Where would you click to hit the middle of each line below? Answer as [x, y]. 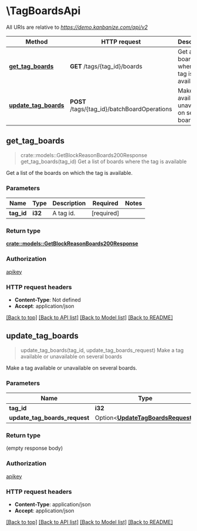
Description [69, 203]
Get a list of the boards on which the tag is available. [69, 172]
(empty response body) [35, 448]
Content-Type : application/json [52, 504]
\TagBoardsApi [43, 11]
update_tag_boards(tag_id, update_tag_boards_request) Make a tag [102, 350]
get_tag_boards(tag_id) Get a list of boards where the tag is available [103, 161]
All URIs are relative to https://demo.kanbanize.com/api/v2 [77, 27]
